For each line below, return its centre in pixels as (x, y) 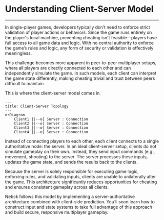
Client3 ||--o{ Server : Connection (51, 128)
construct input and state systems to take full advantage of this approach (79, 207)
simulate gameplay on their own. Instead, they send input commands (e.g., (80, 151)
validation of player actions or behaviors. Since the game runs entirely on (79, 32)
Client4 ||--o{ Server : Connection (51, 132)
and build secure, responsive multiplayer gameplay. (57, 212)
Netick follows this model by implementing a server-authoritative (70, 196)
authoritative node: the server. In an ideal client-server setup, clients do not (81, 146)
